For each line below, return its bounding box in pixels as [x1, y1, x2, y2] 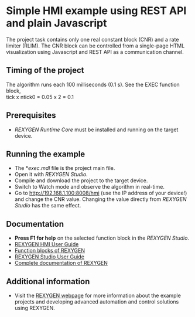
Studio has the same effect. [14, 202, 81, 209]
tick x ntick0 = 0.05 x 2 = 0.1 [6, 93, 74, 100]
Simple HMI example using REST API [6, 4, 187, 18]
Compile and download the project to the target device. [14, 177, 148, 184]
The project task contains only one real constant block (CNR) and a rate [6, 36, 179, 43]
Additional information [6, 277, 90, 287]
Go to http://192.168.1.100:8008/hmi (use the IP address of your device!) [14, 189, 187, 197]
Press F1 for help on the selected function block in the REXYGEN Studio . [14, 234, 189, 241]
